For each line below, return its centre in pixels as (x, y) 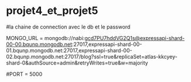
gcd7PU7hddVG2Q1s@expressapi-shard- (135, 38)
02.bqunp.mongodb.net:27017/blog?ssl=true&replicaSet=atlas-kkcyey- (92, 56)
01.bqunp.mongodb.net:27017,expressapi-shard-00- (69, 50)
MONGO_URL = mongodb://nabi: (45, 38)
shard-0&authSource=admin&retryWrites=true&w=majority (77, 63)
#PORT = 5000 (24, 74)
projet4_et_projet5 (52, 11)
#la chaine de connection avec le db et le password (68, 27)
